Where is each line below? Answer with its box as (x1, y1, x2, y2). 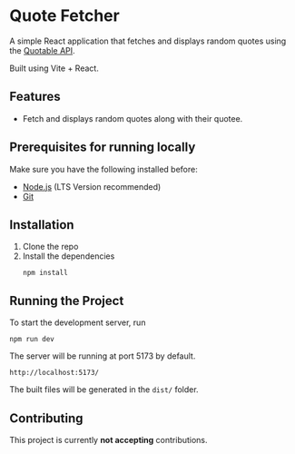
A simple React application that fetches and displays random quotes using (9, 35, 287, 46)
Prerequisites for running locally (9, 140, 196, 155)
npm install (22, 269, 68, 278)
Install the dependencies (22, 251, 115, 262)
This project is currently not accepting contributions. (9, 435, 208, 445)
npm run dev (9, 335, 54, 344)
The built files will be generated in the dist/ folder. (9, 384, 199, 395)
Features (9, 89, 61, 104)
